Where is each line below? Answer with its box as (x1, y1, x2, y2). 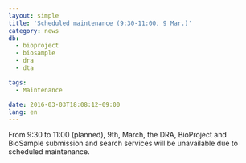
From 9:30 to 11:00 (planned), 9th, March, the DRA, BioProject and (8, 130, 228, 140)
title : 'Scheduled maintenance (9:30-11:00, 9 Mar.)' (8, 19, 193, 27)
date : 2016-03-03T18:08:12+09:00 (8, 100, 121, 108)
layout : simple (8, 11, 59, 20)
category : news (8, 26, 59, 35)
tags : (8, 78, 27, 87)
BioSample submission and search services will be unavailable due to (8, 138, 239, 149)
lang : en (8, 108, 38, 116)
